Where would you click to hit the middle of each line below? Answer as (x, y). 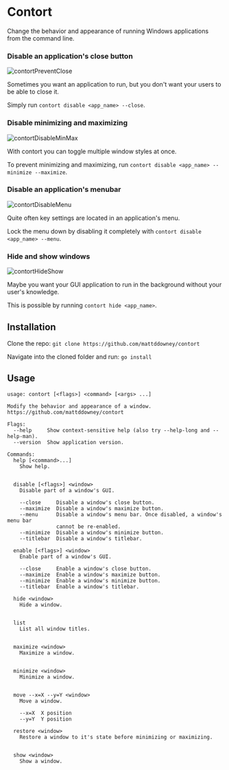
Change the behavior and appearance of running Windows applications (108, 31)
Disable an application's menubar (64, 190)
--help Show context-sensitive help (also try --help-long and (112, 430)
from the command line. (41, 38)
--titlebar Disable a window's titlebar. (81, 538)
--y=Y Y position (46, 719)
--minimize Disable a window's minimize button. (92, 532)
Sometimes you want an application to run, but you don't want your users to (114, 85)
